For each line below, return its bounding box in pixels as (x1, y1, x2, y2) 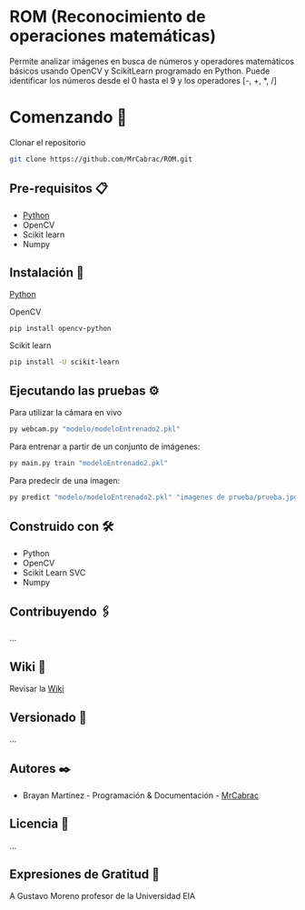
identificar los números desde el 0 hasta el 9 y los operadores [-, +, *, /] (9, 75, 277, 85)
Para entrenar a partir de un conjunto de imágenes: (9, 441, 201, 452)
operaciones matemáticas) (9, 25, 216, 46)
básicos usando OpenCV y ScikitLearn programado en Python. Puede (9, 65, 271, 76)
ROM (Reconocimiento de (9, 6, 206, 27)
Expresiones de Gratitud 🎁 (9, 866, 161, 882)
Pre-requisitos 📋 (9, 181, 109, 196)
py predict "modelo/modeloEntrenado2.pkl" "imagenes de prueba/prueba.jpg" (9, 493, 302, 502)
